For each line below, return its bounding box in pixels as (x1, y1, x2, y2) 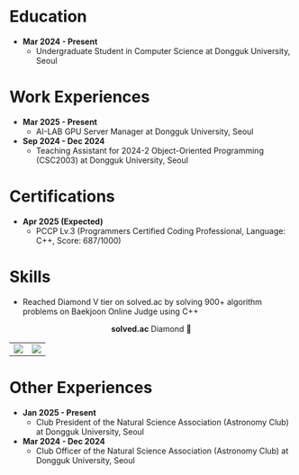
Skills (9, 267, 51, 287)
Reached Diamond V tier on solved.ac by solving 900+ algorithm (22, 296, 263, 307)
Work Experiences (9, 87, 150, 107)
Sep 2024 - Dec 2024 (22, 135, 105, 146)
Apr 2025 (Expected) (22, 216, 104, 227)
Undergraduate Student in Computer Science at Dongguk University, (35, 45, 291, 56)
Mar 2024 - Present (22, 36, 98, 47)
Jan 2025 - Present (22, 407, 96, 417)
